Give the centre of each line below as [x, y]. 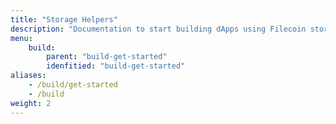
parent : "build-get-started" [107, 57]
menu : [21, 38]
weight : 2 [31, 103]
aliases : [28, 76]
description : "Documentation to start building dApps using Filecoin [158, 29]
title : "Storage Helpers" [64, 19]
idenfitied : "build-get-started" [116, 66]
